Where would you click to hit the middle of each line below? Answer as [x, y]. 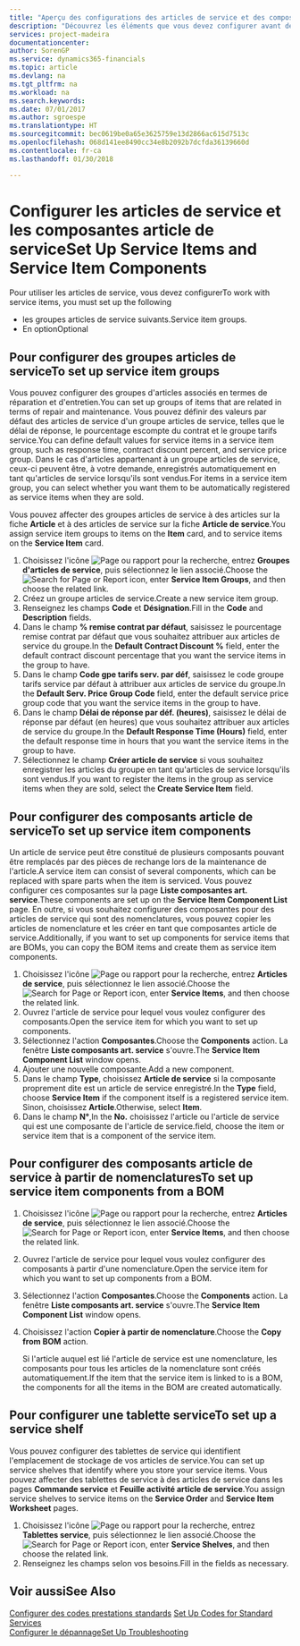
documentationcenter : [50, 42]
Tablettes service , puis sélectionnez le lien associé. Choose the [139, 1534]
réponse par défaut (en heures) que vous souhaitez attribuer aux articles [156, 722]
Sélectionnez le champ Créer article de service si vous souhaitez [142, 760]
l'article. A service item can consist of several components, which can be [143, 871]
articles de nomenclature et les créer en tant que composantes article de [143, 929]
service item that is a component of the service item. [119, 1136]
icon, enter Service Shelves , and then [199, 1544]
